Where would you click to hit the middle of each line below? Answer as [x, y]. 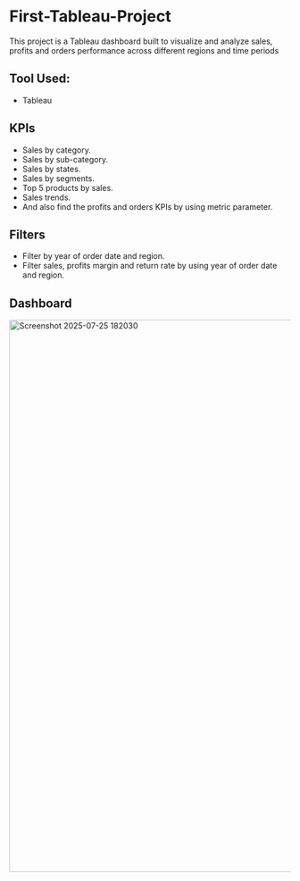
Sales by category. [56, 150]
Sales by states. [51, 169]
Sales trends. [46, 197]
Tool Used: [40, 79]
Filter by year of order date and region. [93, 256]
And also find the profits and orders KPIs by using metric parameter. [147, 206]
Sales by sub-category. [65, 159]
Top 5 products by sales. [67, 187]
